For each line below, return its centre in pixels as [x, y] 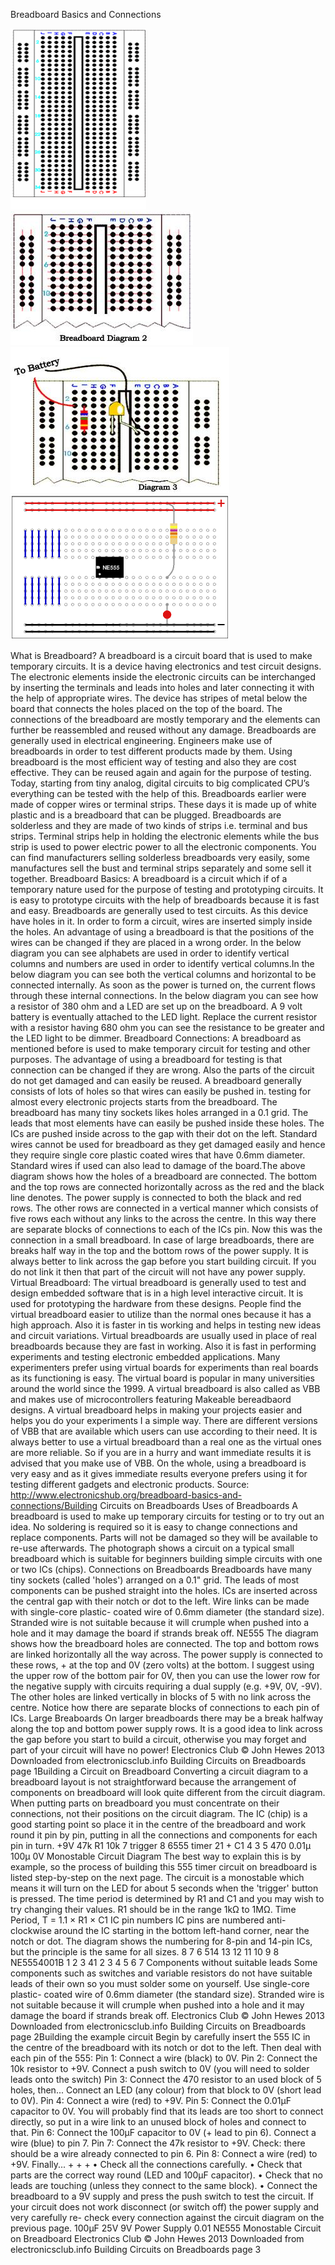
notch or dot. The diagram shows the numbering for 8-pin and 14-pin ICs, [161, 1941]
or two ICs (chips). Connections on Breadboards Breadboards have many [161, 1569]
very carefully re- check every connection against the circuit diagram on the [167, 2217]
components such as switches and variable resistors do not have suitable [161, 1973]
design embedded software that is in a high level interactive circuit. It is [157, 1293]
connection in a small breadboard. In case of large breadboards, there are [162, 1240]
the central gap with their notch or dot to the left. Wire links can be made [160, 1601]
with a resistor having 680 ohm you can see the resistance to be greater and [167, 1027]
